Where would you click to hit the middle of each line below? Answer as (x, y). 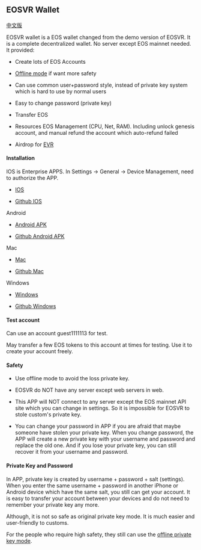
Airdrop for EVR (34, 144)
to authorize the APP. (32, 178)
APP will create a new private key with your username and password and (105, 439)
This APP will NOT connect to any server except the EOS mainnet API (100, 402)
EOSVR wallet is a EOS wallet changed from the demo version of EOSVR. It (98, 37)
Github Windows (35, 306)
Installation (20, 158)
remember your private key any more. (53, 504)
